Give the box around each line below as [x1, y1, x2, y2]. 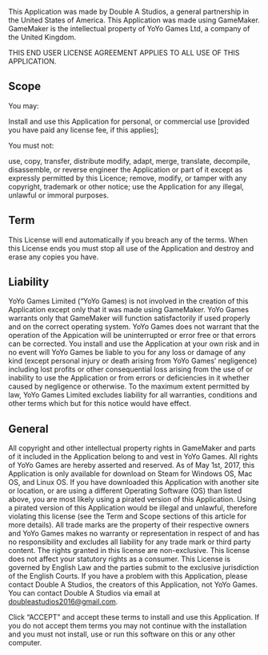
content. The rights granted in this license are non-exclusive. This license [8, 546, 250, 555]
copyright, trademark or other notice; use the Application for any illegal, [8, 181, 244, 191]
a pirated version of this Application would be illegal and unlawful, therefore [8, 503, 258, 513]
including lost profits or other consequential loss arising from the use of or [8, 364, 254, 374]
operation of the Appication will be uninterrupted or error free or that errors [8, 331, 256, 340]
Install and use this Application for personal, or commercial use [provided [8, 116, 250, 126]
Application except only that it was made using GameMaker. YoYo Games [8, 305, 250, 315]
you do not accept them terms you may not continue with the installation [8, 621, 247, 631]
